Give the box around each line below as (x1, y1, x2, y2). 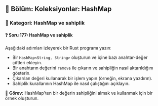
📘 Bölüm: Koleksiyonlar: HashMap (5, 5, 112, 13)
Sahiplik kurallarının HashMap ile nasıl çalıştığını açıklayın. (12, 80, 130, 86)
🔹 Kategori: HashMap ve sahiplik (5, 20, 85, 26)
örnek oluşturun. (5, 95, 39, 101)
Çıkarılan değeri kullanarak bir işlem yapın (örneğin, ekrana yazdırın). (12, 75, 153, 81)
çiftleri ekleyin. (12, 59, 42, 65)
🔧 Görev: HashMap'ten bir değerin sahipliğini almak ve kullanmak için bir (5, 90, 153, 96)
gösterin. (12, 70, 31, 76)
